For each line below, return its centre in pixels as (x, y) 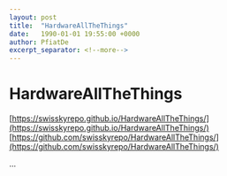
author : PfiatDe (39, 42)
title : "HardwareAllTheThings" (68, 26)
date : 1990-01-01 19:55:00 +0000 (75, 34)
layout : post (33, 17)
